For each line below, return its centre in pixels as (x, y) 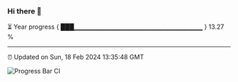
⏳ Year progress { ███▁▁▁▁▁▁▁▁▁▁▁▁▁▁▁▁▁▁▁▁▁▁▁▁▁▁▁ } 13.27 (116, 27)
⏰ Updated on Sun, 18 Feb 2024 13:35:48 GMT (75, 57)
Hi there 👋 (25, 11)
